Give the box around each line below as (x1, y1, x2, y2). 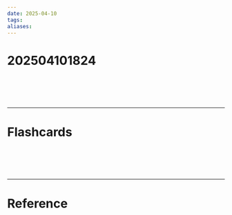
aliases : (7, 23, 32, 30)
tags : (7, 17, 23, 23)
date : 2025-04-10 (7, 10, 57, 17)
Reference (7, 196, 68, 211)
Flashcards (7, 124, 72, 140)
